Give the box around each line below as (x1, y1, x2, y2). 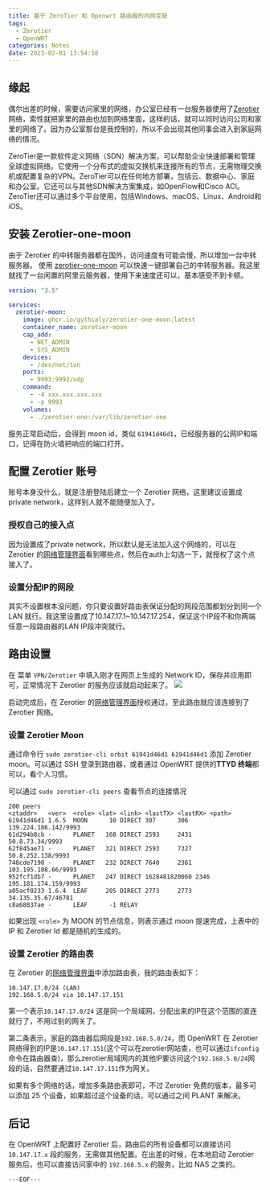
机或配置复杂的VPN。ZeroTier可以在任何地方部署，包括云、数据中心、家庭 (8, 171, 256, 181)
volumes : (22, 406, 52, 414)
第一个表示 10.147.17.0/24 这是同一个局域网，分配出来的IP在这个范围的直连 (8, 1007, 257, 1016)
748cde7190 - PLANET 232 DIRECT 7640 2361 (8, 859, 193, 867)
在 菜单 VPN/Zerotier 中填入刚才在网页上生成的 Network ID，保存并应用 (8, 669, 245, 680)
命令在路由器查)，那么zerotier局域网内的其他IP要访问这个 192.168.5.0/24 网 (8, 1053, 256, 1063)
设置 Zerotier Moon (8, 729, 84, 740)
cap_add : (22, 331, 52, 339)
